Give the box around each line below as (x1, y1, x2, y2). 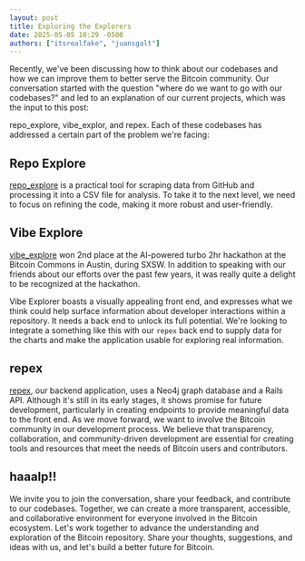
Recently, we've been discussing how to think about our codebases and (9, 64, 279, 74)
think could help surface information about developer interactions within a (9, 305, 286, 316)
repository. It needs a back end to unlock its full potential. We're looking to (9, 315, 288, 326)
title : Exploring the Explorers (9, 22, 132, 31)
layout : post (9, 13, 59, 23)
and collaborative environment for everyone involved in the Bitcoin (9, 512, 258, 523)
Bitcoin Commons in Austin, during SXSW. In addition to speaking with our (9, 259, 286, 270)
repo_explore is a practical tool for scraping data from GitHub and (9, 180, 255, 191)
